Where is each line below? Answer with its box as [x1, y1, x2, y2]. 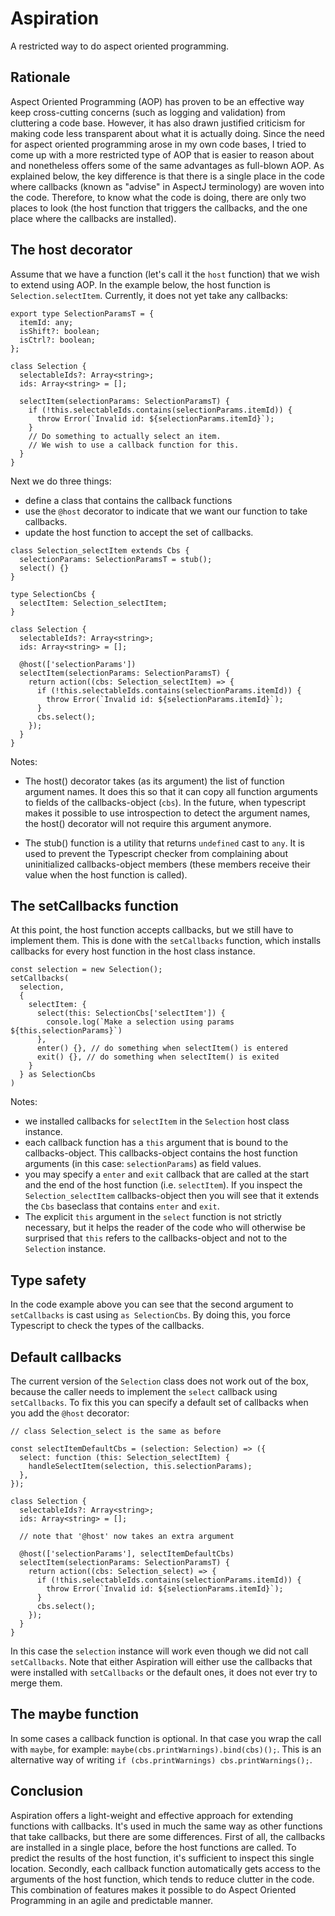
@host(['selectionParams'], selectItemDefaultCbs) [19, 1549, 235, 1559]
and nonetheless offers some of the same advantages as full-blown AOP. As [10, 159, 325, 171]
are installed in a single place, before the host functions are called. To [10, 1841, 297, 1853]
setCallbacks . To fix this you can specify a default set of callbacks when [10, 1397, 309, 1408]
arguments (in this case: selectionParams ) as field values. [24, 1158, 262, 1170]
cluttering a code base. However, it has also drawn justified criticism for [10, 117, 306, 129]
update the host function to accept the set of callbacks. [24, 526, 254, 538]
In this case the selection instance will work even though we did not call [10, 1645, 309, 1657]
